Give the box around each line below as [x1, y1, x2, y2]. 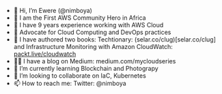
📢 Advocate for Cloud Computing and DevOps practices [13, 28, 171, 36]
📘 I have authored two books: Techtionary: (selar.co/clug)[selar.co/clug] [13, 35, 217, 44]
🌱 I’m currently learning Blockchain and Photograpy [13, 65, 158, 72]
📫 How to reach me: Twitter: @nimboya [13, 79, 126, 87]
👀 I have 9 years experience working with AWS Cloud [13, 21, 164, 29]
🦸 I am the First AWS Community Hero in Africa [13, 14, 146, 22]
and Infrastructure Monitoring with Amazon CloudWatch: [13, 43, 173, 50]
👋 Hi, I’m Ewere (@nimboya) [13, 7, 92, 14]
